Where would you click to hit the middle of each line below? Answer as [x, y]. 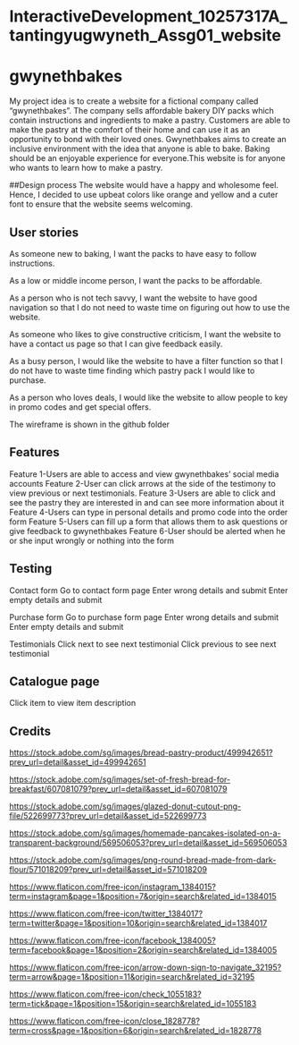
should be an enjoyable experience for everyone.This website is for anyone [147, 158]
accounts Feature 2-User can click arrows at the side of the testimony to [143, 483]
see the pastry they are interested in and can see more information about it [147, 502]
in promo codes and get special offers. [80, 407]
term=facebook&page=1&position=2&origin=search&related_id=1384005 [143, 950]
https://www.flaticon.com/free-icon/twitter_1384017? [106, 913]
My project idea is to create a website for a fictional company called [134, 101]
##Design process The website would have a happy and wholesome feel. [144, 185]
